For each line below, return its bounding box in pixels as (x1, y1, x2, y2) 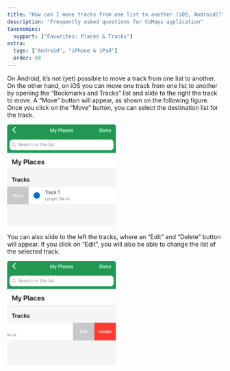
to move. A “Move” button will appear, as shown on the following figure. (7, 96, 209, 104)
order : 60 (13, 55, 41, 62)
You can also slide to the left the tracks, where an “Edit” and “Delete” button (7, 232, 221, 240)
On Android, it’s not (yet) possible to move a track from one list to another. (7, 74, 216, 82)
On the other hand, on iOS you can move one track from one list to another (7, 81, 218, 89)
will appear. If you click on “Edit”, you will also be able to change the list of (7, 240, 216, 248)
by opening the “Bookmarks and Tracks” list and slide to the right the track (7, 89, 218, 97)
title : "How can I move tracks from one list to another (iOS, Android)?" (7, 11, 225, 18)
